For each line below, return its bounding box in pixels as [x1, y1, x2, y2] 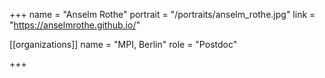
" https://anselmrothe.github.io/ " [9, 19, 141, 31]
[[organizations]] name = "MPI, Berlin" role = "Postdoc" [9, 39, 238, 50]
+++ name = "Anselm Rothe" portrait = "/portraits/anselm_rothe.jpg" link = [9, 9, 316, 20]
